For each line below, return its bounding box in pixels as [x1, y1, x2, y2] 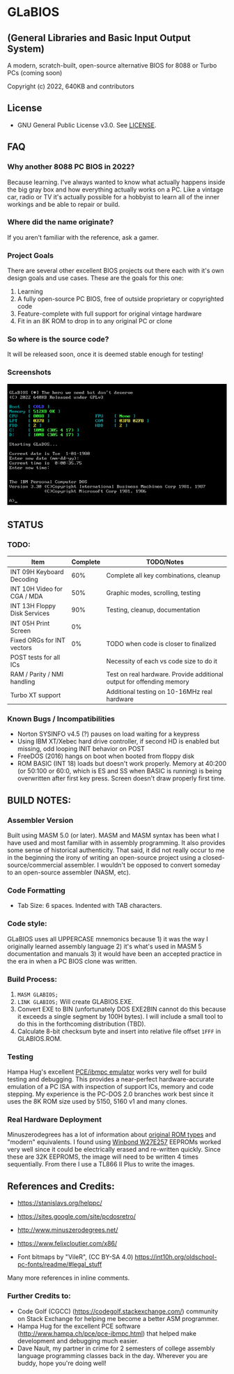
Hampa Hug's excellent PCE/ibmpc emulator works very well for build [7, 1067, 208, 1076]
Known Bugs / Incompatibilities [7, 713, 116, 723]
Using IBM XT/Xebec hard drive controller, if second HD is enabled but [17, 737, 220, 746]
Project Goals [7, 250, 54, 260]
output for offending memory [106, 677, 189, 686]
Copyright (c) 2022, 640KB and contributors [7, 82, 134, 91]
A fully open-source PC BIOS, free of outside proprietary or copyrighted [17, 295, 224, 303]
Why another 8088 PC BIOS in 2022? [7, 162, 135, 171]
